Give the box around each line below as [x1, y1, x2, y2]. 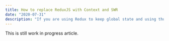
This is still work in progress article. [5, 30, 79, 36]
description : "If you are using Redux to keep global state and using [5, 16, 156, 21]
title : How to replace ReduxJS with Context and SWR [5, 7, 118, 12]
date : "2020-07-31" [5, 12, 46, 17]
